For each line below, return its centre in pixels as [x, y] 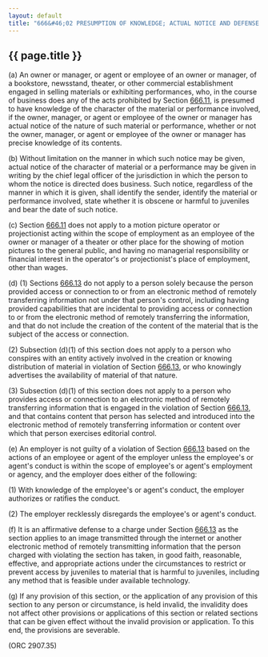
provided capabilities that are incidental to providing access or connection [130, 308]
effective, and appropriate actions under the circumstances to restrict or [127, 564]
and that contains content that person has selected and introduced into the [132, 417]
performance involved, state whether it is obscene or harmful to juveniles [129, 201]
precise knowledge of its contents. [65, 143]
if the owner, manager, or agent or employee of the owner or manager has [130, 118]
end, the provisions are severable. [64, 631]
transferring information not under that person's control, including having [129, 300]
